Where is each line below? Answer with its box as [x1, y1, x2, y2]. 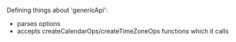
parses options [16, 20, 61, 27]
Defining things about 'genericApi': [6, 6, 108, 14]
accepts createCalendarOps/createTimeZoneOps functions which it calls [16, 27, 229, 35]
